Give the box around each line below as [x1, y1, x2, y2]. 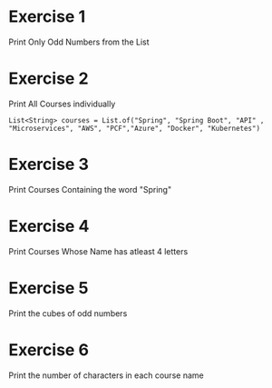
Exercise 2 [8, 68, 89, 89]
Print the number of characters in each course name [8, 370, 205, 381]
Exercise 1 [8, 6, 86, 27]
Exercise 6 [8, 339, 90, 360]
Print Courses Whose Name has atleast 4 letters [8, 245, 189, 256]
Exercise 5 [8, 277, 89, 298]
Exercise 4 [8, 216, 90, 236]
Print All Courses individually [8, 98, 116, 109]
